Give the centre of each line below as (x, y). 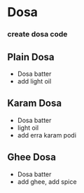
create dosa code (37, 34)
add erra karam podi (47, 135)
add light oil (34, 81)
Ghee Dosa (31, 158)
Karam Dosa (34, 104)
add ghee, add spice (47, 181)
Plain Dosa (31, 57)
